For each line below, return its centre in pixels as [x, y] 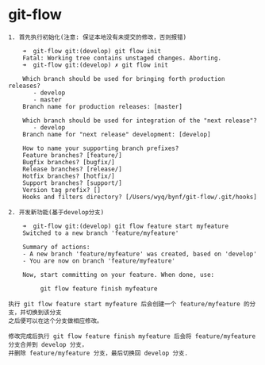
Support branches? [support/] [73, 183]
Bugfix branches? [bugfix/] [69, 162]
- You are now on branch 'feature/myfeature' [99, 261]
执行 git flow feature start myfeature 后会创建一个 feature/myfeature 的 [129, 304]
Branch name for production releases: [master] [102, 106]
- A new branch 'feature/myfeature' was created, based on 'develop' [140, 254]
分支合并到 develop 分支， [48, 344]
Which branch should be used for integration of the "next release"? [140, 121]
